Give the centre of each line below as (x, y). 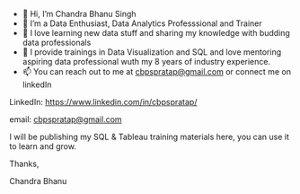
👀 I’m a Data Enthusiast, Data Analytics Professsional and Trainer (142, 23)
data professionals (57, 42)
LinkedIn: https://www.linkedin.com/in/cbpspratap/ (103, 102)
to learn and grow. (43, 146)
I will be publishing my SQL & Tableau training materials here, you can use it (149, 137)
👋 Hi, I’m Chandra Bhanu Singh (79, 14)
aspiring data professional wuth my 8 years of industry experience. (146, 62)
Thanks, (24, 163)
